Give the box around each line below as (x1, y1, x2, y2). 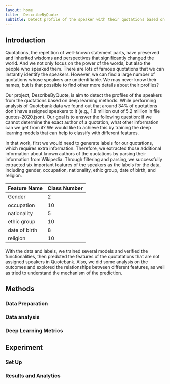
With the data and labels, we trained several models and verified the (5, 248, 148, 254)
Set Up (5, 358, 22, 366)
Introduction (5, 36, 46, 44)
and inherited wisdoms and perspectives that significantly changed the (5, 55, 154, 61)
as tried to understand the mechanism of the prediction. (5, 269, 122, 276)
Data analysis (5, 313, 40, 321)
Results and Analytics (5, 372, 61, 379)
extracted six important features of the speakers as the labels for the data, (5, 162, 161, 168)
